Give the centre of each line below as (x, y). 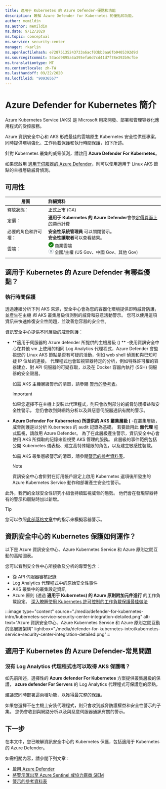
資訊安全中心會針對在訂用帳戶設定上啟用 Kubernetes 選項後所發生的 (82, 476)
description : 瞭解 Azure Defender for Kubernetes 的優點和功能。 (70, 16)
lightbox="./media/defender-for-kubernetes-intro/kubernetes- (97, 629)
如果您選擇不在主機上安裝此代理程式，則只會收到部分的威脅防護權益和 (84, 404)
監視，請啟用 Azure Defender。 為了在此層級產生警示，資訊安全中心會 (88, 433)
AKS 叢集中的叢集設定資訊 (39, 589)
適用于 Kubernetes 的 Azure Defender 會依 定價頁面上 (103, 217)
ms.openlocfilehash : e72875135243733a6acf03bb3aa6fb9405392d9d (72, 52)
